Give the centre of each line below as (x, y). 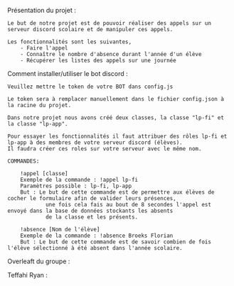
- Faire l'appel (44, 48)
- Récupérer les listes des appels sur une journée (98, 60)
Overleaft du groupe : (39, 261)
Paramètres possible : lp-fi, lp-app (76, 186)
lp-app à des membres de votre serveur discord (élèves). (95, 143)
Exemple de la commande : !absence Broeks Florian (97, 236)
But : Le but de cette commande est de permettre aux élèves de (117, 192)
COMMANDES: (23, 161)
